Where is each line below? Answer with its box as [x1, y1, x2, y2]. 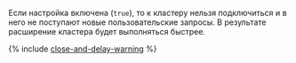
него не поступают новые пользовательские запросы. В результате [8, 17, 267, 28]
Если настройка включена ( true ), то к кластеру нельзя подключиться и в [8, 8, 287, 18]
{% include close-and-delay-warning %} [8, 43, 157, 54]
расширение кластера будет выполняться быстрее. [8, 27, 206, 36]
